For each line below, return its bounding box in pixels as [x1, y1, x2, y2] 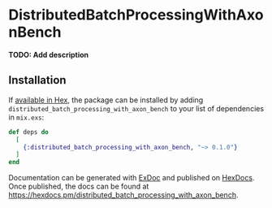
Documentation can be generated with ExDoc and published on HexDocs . [8, 173, 255, 183]
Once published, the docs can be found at [8, 181, 149, 192]
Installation [8, 73, 67, 87]
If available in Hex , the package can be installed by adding [8, 95, 204, 105]
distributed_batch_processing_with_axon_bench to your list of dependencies [8, 103, 265, 113]
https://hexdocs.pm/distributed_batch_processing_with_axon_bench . [8, 190, 239, 200]
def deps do [8, 128, 49, 136]
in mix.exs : [8, 112, 45, 122]
